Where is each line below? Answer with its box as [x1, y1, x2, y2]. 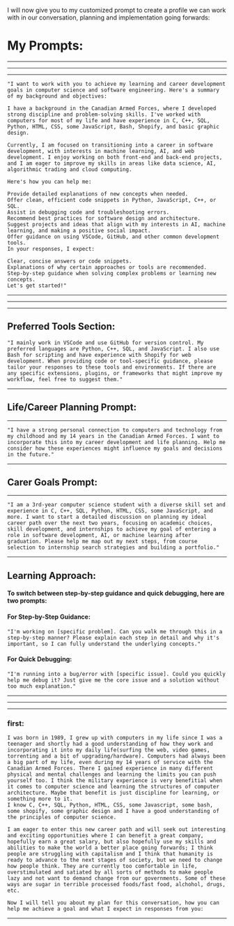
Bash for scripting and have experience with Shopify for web [7, 351, 192, 358]
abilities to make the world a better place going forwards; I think [7, 844, 214, 851]
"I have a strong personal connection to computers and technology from [7, 426, 223, 434]
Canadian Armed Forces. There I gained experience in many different [7, 765, 214, 772]
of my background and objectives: [7, 92, 108, 100]
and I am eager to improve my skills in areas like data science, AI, [7, 160, 217, 167]
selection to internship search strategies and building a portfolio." [7, 544, 219, 551]
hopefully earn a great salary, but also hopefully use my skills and [7, 838, 217, 846]
